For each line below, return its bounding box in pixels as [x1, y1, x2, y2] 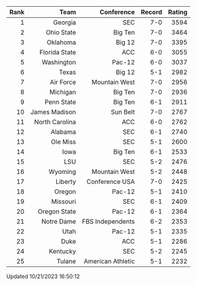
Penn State [45, 98, 76, 106]
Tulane [56, 257, 76, 265]
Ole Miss [51, 138, 76, 146]
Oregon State [37, 208, 76, 216]
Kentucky [48, 247, 76, 255]
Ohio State [45, 28, 76, 36]
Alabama [50, 128, 76, 136]
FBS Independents [81, 217, 135, 225]
